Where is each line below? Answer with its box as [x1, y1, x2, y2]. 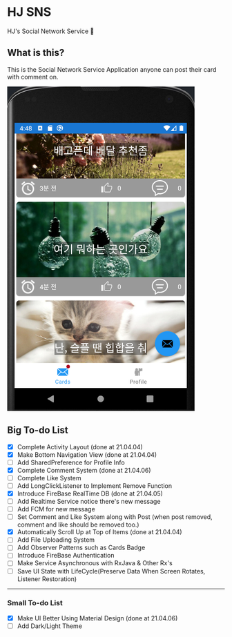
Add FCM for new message [17, 505, 95, 513]
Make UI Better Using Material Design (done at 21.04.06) [17, 614, 178, 622]
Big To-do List [7, 424, 69, 436]
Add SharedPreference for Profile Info [17, 458, 126, 467]
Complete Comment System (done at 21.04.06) [17, 466, 151, 474]
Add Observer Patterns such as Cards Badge [17, 543, 146, 552]
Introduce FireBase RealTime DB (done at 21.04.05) [17, 489, 164, 498]
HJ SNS [7, 4, 52, 20]
